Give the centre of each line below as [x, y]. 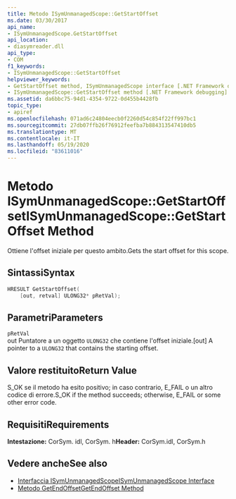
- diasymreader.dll [36, 47]
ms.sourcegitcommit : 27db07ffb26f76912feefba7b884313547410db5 [102, 125]
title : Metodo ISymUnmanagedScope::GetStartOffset [83, 14]
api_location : [28, 40]
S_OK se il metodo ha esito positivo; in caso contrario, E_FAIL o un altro [110, 388]
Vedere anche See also [57, 463]
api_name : [22, 27]
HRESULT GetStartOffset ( [44, 289]
